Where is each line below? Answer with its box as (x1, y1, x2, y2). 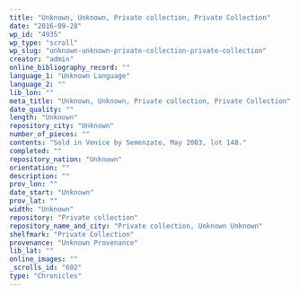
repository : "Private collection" (9, 212, 139, 222)
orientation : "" (9, 163, 70, 172)
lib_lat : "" (9, 246, 54, 255)
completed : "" (9, 146, 63, 155)
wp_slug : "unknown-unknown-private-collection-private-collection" (9, 47, 268, 56)
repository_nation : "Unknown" (9, 154, 123, 164)
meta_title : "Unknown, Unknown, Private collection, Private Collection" (9, 96, 292, 106)
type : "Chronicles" (9, 272, 83, 281)
